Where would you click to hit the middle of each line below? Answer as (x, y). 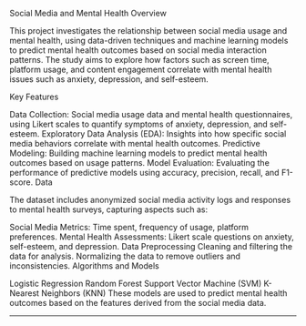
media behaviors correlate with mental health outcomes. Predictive (135, 143)
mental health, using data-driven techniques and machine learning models (149, 41)
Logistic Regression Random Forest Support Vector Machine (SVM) (136, 283)
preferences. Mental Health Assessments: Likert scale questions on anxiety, (152, 237)
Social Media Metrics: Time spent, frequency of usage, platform (129, 227)
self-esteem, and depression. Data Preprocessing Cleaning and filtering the (151, 246)
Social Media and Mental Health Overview (88, 13)
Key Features (34, 97)
